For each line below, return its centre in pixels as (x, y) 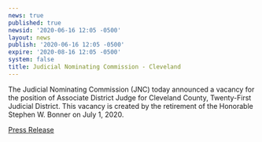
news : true (26, 15)
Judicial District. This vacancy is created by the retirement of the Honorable (131, 106)
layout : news (30, 37)
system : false (31, 60)
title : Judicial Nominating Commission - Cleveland (94, 67)
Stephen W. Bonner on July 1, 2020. (66, 114)
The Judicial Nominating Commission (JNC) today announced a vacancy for (131, 89)
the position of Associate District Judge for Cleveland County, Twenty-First (130, 97)
